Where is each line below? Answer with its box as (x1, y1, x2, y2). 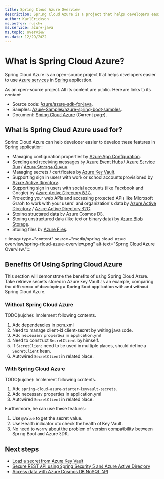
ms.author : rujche (5, 21, 42, 26)
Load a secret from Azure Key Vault (12, 458, 84, 464)
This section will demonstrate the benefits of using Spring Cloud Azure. (5, 273, 149, 279)
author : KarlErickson (5, 16, 49, 21)
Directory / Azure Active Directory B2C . (12, 205, 92, 211)
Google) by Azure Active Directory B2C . (12, 190, 93, 196)
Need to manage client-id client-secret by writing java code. (12, 327, 133, 333)
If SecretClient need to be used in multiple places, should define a (12, 342, 146, 348)
